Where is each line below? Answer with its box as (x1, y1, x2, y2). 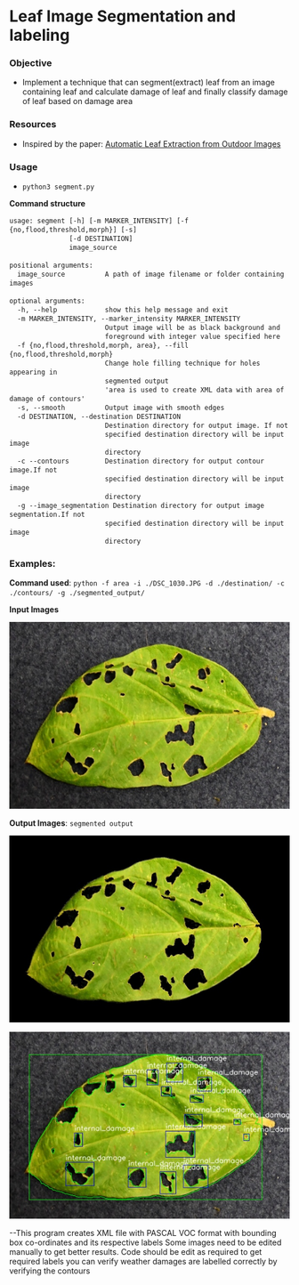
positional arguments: (9, 261, 93, 271)
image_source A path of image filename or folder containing (17, 270, 285, 279)
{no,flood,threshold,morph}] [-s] (9, 225, 138, 235)
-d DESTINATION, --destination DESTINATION (17, 412, 181, 422)
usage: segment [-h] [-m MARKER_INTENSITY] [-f (9, 216, 190, 226)
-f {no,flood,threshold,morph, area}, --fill (17, 341, 190, 351)
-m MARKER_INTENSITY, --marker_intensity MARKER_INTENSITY (17, 314, 241, 324)
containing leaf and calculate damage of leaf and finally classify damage (21, 86, 288, 97)
